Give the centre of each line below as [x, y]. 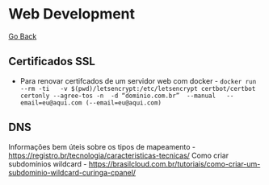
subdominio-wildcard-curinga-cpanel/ [72, 172]
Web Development [72, 14]
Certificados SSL [52, 62]
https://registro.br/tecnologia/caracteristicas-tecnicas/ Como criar [118, 155]
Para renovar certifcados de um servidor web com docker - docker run [138, 80]
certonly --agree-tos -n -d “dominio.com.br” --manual [118, 96]
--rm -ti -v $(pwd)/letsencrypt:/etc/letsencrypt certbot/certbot [138, 88]
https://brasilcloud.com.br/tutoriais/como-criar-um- [174, 164]
